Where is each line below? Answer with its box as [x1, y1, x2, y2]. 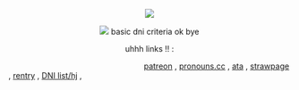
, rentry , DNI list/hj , [8, 70, 82, 80]
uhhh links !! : [124, 44, 175, 53]
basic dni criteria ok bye [110, 27, 200, 37]
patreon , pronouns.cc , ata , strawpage [143, 61, 290, 71]
